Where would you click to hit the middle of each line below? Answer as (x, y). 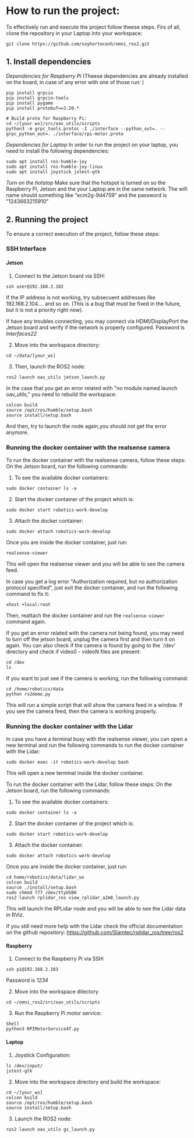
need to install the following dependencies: (58, 151)
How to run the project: (63, 11)
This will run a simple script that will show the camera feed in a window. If (94, 705)
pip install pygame (30, 103)
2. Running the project (47, 220)
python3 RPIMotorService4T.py (43, 1029)
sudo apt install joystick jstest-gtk (53, 172)
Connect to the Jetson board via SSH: (60, 275)
